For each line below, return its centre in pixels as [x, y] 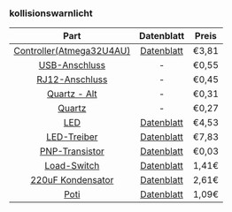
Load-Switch [72, 166]
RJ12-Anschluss [72, 79]
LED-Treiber [72, 137]
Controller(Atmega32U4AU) [72, 51]
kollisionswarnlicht [51, 13]
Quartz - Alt [72, 94]
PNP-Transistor [72, 151]
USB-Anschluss [72, 65]
